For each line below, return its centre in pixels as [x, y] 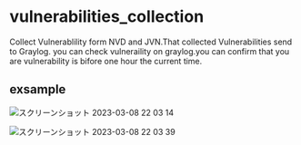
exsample [38, 89]
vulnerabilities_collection [107, 17]
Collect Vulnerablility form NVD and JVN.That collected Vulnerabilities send [151, 42]
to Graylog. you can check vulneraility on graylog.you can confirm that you [150, 51]
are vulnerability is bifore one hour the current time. [106, 61]
